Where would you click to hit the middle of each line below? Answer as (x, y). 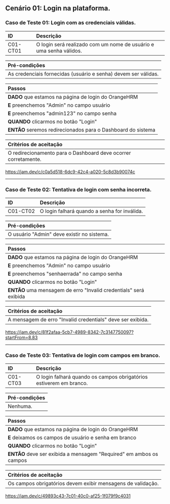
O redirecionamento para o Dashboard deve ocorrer (69, 153)
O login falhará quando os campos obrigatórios (92, 377)
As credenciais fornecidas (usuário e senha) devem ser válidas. (83, 74)
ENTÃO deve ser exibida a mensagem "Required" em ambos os (83, 454)
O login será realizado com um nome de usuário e (95, 44)
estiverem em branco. (62, 383)
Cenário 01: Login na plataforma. (58, 8)
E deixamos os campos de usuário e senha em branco (72, 438)
